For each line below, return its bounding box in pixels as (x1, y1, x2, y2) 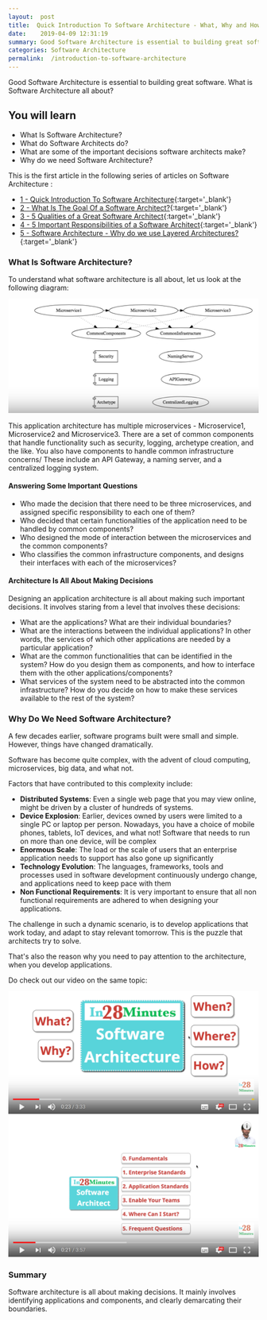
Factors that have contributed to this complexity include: (8, 779, 193, 789)
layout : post (8, 13, 56, 21)
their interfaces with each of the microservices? (19, 558, 177, 567)
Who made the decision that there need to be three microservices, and (19, 499, 252, 508)
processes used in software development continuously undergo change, (19, 870, 257, 880)
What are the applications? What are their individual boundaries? (19, 618, 232, 627)
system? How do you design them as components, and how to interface (19, 660, 256, 670)
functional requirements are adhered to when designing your (19, 896, 219, 905)
